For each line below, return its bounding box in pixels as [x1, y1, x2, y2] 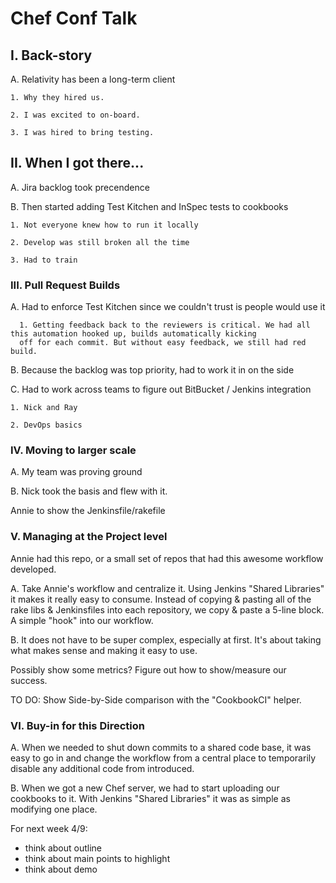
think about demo [24, 863, 98, 875]
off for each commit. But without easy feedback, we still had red [19, 338, 307, 348]
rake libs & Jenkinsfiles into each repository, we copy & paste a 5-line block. [10, 603, 325, 616]
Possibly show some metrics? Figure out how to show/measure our [10, 663, 287, 676]
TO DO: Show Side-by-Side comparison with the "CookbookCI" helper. [10, 693, 302, 706]
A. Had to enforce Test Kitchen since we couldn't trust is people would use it [10, 301, 326, 313]
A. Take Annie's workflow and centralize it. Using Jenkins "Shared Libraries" [10, 582, 325, 594]
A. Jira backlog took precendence [10, 181, 150, 193]
